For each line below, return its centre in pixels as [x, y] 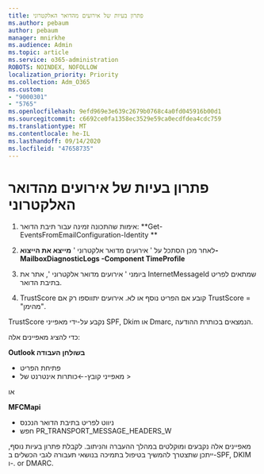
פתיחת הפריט [40, 368]
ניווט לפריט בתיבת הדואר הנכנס [67, 422]
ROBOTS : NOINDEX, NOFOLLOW [53, 67]
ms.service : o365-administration [63, 60]
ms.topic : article [38, 52]
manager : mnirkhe [37, 38]
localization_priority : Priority [63, 75]
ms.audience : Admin [40, 45]
